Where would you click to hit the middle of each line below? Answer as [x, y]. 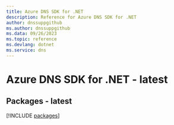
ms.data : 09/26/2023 [32, 34]
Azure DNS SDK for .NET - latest [87, 79]
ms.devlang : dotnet [30, 45]
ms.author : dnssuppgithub [38, 28]
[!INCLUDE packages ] [33, 116]
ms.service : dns [26, 50]
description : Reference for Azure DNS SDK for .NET [71, 17]
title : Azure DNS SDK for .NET [45, 12]
